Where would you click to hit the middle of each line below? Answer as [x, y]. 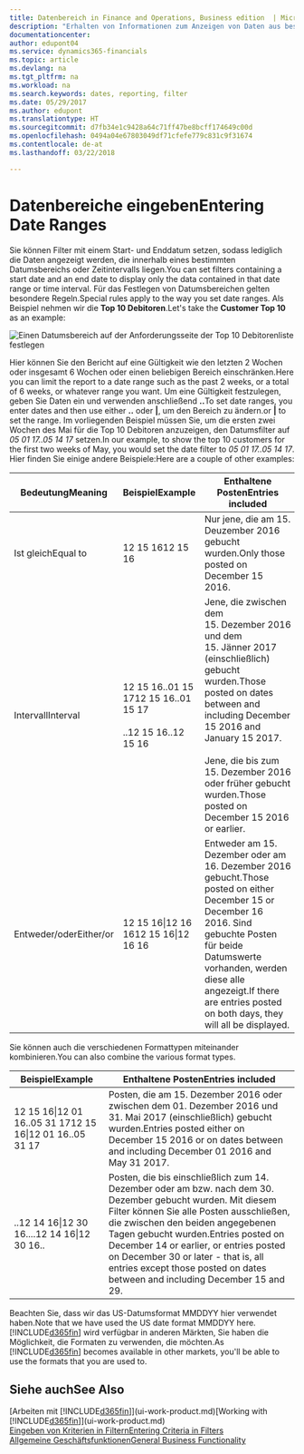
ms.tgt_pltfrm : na [44, 77]
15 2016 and [233, 727]
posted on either [239, 888]
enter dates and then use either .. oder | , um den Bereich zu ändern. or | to [148, 410]
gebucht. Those [237, 877]
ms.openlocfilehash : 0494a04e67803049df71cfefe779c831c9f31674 [131, 136]
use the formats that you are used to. [78, 1361]
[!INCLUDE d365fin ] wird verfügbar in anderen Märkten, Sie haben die [139, 1332]
